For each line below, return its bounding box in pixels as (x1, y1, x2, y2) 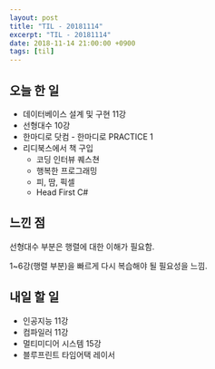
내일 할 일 (9, 289, 60, 305)
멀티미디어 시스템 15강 (22, 337, 102, 349)
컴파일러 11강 (22, 326, 69, 337)
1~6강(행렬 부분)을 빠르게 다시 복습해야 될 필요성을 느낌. (9, 260, 208, 271)
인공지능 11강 (22, 315, 69, 326)
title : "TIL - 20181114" (9, 22, 103, 31)
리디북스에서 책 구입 (22, 142, 93, 153)
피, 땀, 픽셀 (35, 176, 75, 187)
